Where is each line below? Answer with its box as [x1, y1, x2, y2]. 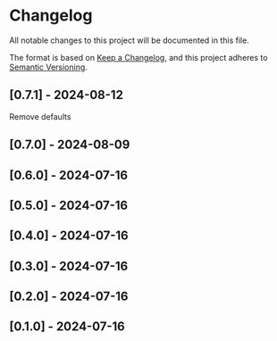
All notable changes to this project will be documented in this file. [9, 35, 250, 46]
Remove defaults [9, 111, 71, 121]
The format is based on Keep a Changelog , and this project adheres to [9, 52, 268, 62]
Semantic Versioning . [9, 62, 88, 72]
